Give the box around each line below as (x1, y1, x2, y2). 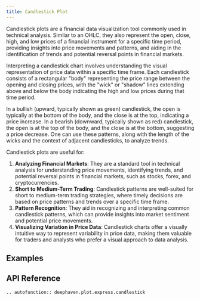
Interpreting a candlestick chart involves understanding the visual (6, 62, 167, 69)
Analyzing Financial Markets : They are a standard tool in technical (14, 160, 180, 167)
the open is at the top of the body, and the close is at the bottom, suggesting (6, 124, 195, 131)
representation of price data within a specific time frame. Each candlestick (6, 68, 189, 75)
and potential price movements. (14, 217, 93, 224)
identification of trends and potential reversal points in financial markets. (6, 50, 184, 57)
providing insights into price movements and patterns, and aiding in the (6, 44, 181, 51)
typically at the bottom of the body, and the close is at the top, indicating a (6, 111, 189, 119)
